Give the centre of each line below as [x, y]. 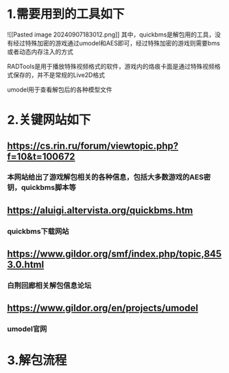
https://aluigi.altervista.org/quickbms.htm [100, 210]
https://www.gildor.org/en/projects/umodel [103, 308]
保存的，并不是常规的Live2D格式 [59, 75]
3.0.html [26, 265]
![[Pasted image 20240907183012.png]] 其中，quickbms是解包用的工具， [111, 34]
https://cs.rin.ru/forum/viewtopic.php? [93, 146]
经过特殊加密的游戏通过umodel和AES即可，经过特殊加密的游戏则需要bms [117, 43]
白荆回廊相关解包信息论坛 [49, 286]
